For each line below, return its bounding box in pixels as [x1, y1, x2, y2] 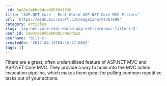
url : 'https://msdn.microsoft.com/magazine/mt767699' [5, 17, 122, 22]
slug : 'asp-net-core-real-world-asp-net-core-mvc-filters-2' [5, 26, 138, 31]
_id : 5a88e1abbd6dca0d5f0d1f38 [5, 7, 72, 13]
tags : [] [5, 45, 24, 50]
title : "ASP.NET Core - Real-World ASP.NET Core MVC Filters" [5, 12, 140, 17]
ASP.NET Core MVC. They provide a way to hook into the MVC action [5, 64, 151, 70]
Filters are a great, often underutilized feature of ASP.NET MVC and [5, 59, 147, 65]
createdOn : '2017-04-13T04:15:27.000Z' [5, 40, 90, 46]
